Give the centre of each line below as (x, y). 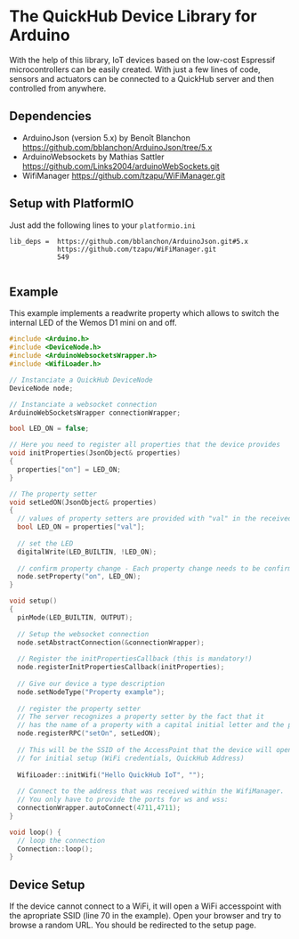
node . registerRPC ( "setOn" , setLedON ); (89, 733)
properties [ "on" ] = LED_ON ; (69, 469)
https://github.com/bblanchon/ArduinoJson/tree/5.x (117, 147)
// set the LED (45, 543)
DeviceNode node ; (41, 388)
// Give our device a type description (91, 684)
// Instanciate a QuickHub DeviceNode (81, 380)
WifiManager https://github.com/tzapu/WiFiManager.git (123, 175)
